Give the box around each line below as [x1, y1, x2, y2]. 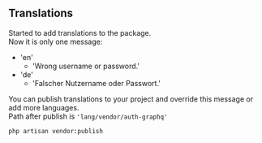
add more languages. [8, 102, 79, 112]
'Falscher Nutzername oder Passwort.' [32, 78, 161, 88]
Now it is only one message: [8, 37, 103, 46]
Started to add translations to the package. [8, 28, 152, 37]
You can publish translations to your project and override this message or [8, 93, 254, 104]
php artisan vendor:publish [8, 127, 104, 135]
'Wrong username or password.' [32, 61, 140, 71]
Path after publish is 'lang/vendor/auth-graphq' [8, 111, 168, 121]
